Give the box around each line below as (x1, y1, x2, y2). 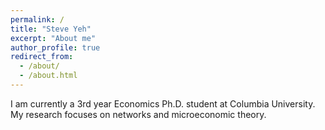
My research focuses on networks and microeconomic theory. (10, 108, 267, 120)
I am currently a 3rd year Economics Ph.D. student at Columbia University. (10, 97, 316, 110)
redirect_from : (10, 52, 74, 62)
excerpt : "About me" (10, 33, 97, 43)
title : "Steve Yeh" (10, 24, 92, 34)
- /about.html (19, 71, 78, 81)
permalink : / (10, 14, 65, 25)
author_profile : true (10, 42, 101, 53)
